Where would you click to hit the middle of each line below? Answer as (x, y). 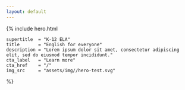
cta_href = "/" (29, 65)
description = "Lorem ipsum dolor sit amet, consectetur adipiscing (93, 50)
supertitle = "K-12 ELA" (38, 39)
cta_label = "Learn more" (41, 60)
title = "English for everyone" (54, 44)
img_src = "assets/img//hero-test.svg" (61, 70)
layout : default (26, 12)
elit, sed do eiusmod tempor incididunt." (59, 55)
